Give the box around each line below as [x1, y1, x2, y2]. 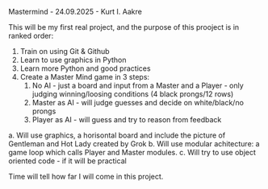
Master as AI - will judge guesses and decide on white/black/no [31, 98, 245, 107]
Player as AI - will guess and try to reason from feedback [31, 115, 222, 124]
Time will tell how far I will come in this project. [8, 172, 164, 181]
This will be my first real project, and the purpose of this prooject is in [8, 23, 240, 31]
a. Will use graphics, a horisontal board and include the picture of [8, 130, 226, 140]
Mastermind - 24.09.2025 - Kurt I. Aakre [8, 7, 143, 16]
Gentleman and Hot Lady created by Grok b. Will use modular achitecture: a [8, 139, 260, 148]
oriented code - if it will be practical [8, 156, 127, 166]
